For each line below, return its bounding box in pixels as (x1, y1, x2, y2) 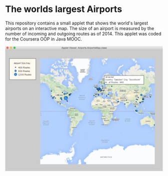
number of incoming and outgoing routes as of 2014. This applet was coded (5, 30, 161, 36)
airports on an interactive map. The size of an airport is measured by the (5, 25, 154, 31)
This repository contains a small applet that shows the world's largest (5, 20, 148, 26)
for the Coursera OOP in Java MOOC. (5, 36, 82, 42)
